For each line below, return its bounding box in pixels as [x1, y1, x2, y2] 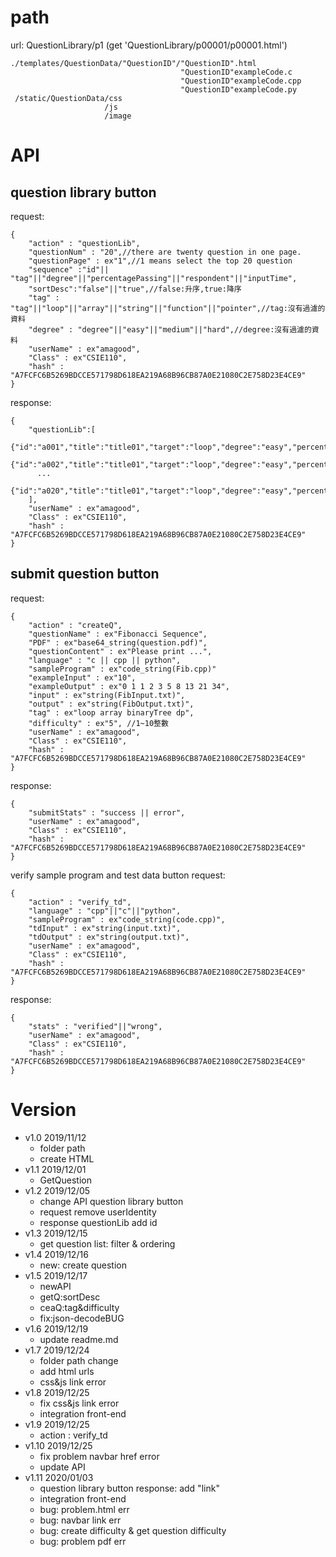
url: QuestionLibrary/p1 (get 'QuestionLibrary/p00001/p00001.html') [10, 39, 288, 51]
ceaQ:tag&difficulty [39, 1301, 120, 1313]
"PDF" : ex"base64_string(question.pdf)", [28, 637, 208, 648]
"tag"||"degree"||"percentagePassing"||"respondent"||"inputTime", [10, 273, 298, 283]
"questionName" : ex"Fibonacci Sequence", [28, 629, 208, 639]
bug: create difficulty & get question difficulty [39, 1524, 227, 1536]
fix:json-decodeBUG [39, 1312, 125, 1324]
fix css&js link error [39, 1397, 120, 1409]
